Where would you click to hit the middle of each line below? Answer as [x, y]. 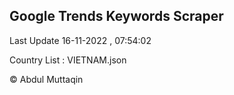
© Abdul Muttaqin [46, 79]
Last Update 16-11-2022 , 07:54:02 [80, 40]
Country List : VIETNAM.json [68, 60]
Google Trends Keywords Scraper [116, 16]
